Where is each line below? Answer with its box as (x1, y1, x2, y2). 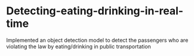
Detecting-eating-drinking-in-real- (6, 4, 184, 18)
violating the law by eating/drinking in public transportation (6, 43, 151, 50)
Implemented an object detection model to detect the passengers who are (6, 36, 189, 43)
